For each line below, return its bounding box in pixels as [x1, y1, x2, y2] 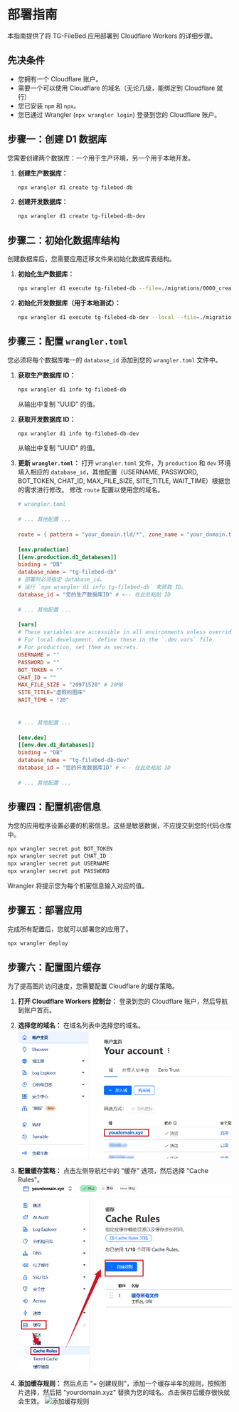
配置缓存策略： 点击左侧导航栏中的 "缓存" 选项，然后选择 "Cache [17, 1167, 208, 1175]
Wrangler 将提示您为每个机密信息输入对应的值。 [7, 882, 149, 890]
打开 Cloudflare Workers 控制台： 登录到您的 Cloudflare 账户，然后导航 [17, 997, 228, 1005]
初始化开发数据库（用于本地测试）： [17, 299, 121, 307]
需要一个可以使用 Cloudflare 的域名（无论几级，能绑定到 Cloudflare [17, 83, 216, 92]
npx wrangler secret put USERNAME [7, 860, 110, 868]
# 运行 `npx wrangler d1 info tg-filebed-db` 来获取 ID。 [17, 584, 187, 591]
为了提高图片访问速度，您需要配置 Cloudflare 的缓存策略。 [7, 982, 179, 990]
